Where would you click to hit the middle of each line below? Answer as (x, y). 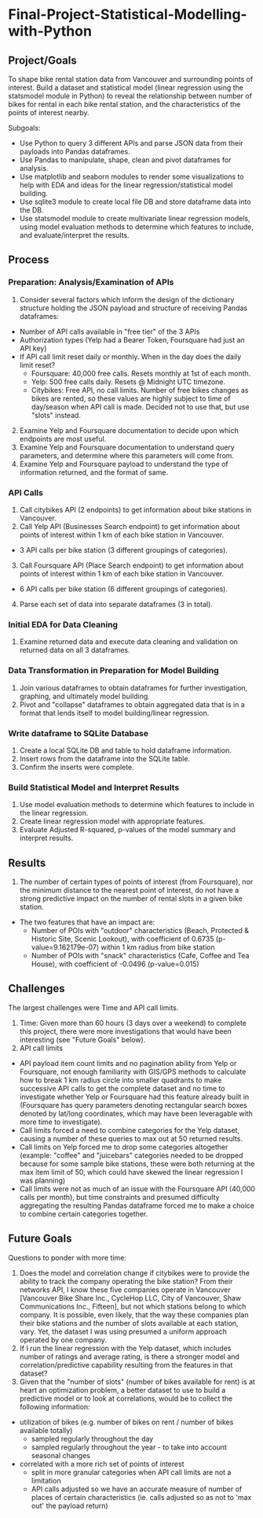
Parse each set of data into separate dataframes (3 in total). (116, 604)
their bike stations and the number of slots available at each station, (129, 1323)
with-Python (50, 31)
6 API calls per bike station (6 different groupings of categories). (123, 589)
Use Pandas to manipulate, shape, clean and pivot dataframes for (125, 160)
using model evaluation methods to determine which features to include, (136, 227)
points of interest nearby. (49, 113)
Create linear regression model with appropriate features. (112, 821)
